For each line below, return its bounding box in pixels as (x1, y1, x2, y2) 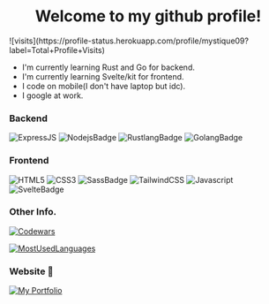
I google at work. (21, 90, 84, 101)
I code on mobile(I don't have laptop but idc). (21, 80, 186, 91)
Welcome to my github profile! (34, 6, 262, 27)
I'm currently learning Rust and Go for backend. (21, 62, 196, 72)
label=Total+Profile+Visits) (9, 44, 106, 55)
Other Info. (9, 206, 57, 218)
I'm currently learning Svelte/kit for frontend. (21, 71, 184, 81)
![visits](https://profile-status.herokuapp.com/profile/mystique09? (9, 35, 250, 46)
